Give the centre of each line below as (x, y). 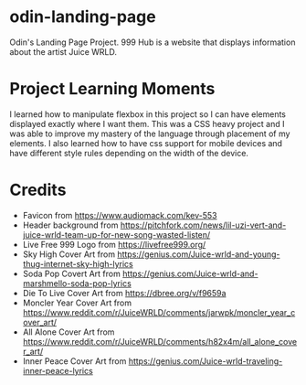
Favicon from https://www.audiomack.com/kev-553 (120, 215)
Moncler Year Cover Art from (77, 303)
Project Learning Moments (112, 89)
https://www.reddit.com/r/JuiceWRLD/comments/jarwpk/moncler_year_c (159, 312)
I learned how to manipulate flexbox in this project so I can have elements (148, 114)
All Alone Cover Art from (69, 332)
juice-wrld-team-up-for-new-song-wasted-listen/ (116, 234)
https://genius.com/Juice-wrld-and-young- (199, 254)
